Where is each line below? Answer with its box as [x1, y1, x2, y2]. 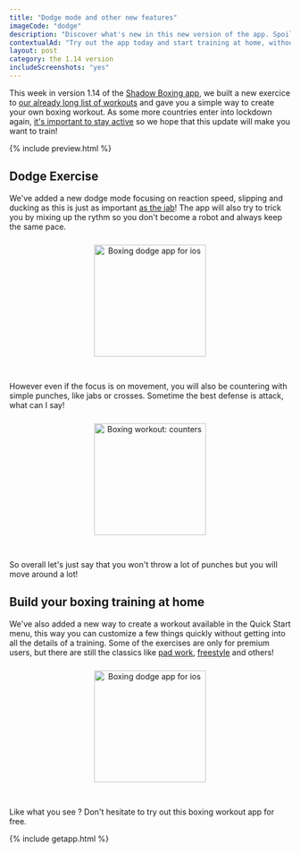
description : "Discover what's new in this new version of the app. [9, 30, 270, 38]
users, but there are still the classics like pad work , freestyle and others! [9, 646, 274, 658]
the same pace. [9, 221, 67, 232]
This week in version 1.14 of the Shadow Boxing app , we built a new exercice [9, 87, 291, 98]
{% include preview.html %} [9, 142, 112, 153]
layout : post [9, 47, 58, 55]
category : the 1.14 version [9, 55, 114, 64]
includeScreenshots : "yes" [9, 64, 110, 73]
